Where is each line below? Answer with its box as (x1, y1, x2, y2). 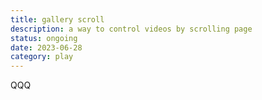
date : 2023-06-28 (10, 42, 83, 53)
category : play (10, 52, 74, 62)
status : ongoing (10, 33, 78, 43)
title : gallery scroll (10, 14, 105, 25)
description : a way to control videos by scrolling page (10, 24, 253, 34)
